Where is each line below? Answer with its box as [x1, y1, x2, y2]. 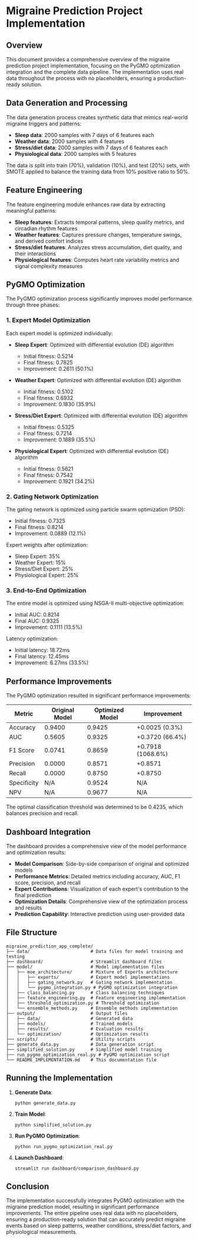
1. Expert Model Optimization [6, 316, 91, 324]
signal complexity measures [14, 262, 83, 269]
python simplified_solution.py [14, 1122, 92, 1128]
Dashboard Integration [6, 827, 91, 837]
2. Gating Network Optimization [6, 492, 99, 500]
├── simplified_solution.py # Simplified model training [6, 1047, 162, 1053]
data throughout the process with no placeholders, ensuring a [6, 75, 156, 82]
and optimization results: [6, 849, 66, 856]
